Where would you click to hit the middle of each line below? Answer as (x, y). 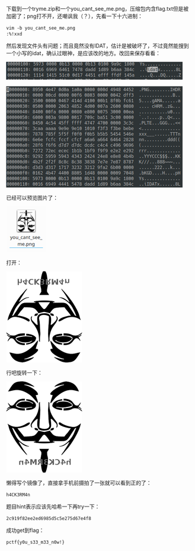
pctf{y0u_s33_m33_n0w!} (36, 542)
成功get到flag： (25, 530)
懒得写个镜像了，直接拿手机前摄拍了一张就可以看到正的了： (79, 483)
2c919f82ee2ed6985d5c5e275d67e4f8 (49, 518)
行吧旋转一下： (24, 373)
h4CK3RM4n (18, 495)
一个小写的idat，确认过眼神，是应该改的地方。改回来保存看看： (84, 53)
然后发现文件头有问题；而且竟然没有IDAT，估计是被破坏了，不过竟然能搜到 (97, 46)
